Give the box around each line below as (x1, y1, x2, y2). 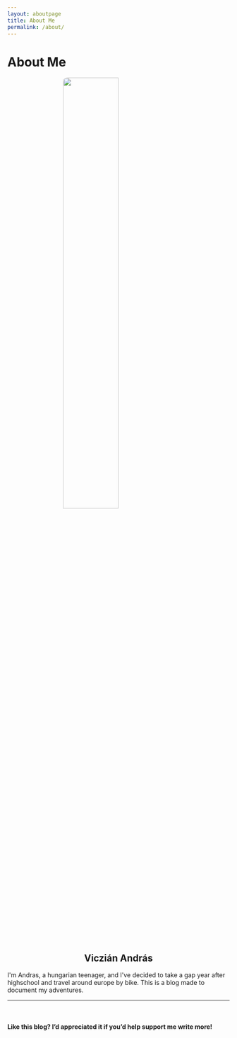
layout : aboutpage (7, 10, 61, 18)
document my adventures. (7, 986, 84, 994)
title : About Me (7, 17, 55, 24)
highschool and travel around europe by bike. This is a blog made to (7, 979, 205, 987)
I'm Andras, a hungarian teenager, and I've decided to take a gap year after (7, 971, 226, 979)
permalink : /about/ (7, 23, 65, 30)
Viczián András (84, 952, 153, 964)
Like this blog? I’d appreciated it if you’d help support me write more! (7, 1022, 213, 1031)
